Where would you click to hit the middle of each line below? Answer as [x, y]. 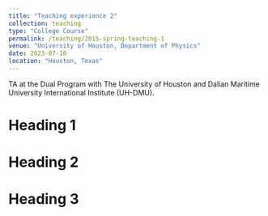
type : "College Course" [49, 31]
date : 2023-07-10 [38, 53]
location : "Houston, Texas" [56, 61]
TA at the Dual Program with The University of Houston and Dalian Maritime [134, 84]
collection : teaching [45, 23]
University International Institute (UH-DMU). [82, 92]
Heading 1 [43, 125]
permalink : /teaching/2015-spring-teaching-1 [86, 38]
